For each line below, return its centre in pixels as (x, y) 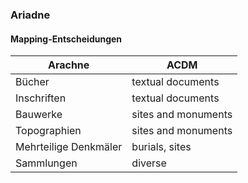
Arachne (68, 65)
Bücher (32, 82)
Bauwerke (39, 115)
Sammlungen (46, 163)
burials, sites (161, 147)
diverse (149, 163)
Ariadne (30, 15)
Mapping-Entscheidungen (66, 39)
